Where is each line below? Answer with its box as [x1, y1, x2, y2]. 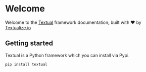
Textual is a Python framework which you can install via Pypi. [5, 52, 130, 58]
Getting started [5, 39, 53, 48]
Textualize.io [5, 24, 31, 30]
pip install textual [5, 62, 48, 67]
